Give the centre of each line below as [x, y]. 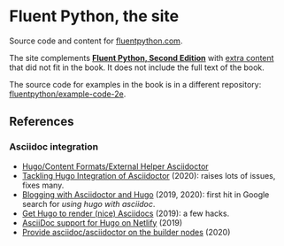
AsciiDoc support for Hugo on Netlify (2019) [102, 222]
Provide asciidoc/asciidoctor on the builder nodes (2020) [126, 232]
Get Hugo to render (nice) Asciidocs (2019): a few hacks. [126, 213]
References [42, 122]
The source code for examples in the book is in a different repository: [135, 84]
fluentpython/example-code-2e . [68, 94]
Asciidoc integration [54, 147]
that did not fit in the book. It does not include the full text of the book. [137, 67]
